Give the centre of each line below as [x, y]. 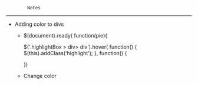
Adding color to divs [39, 24]
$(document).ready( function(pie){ [65, 35]
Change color [40, 76]
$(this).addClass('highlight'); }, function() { [75, 53]
